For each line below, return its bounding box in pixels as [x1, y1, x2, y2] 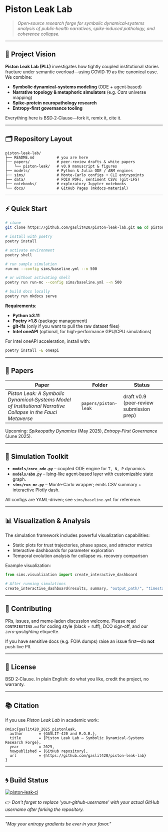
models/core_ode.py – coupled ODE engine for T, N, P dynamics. [12, 466, 146, 472]
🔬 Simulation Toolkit [5, 452, 69, 461]
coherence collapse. [17, 31, 60, 37]
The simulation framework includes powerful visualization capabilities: [5, 532, 150, 538]
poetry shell [5, 252, 32, 257]
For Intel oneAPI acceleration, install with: [5, 338, 90, 344]
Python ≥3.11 [12, 312, 40, 318]
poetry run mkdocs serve [5, 294, 57, 299]
